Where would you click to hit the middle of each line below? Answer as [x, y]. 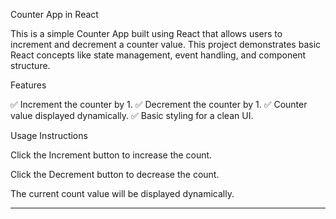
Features [28, 85]
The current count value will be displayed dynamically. [122, 193]
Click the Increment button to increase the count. [111, 155]
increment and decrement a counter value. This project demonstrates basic [166, 44]
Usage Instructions [49, 135]
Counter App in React [54, 14]
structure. [30, 65]
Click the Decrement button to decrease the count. [115, 174]
